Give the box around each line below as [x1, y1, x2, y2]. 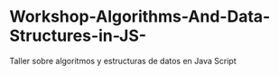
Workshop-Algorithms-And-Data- [9, 6, 271, 27]
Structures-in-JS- [9, 25, 147, 46]
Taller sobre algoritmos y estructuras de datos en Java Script [9, 55, 237, 66]
